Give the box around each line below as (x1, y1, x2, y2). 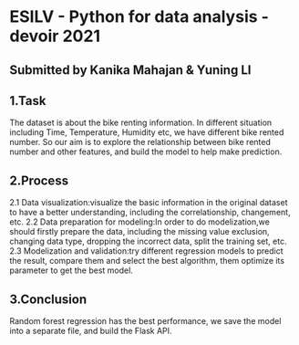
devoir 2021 (9, 26, 101, 47)
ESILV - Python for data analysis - (9, 6, 269, 27)
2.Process (9, 172, 69, 188)
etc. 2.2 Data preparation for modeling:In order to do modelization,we (9, 216, 271, 227)
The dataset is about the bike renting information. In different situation (9, 117, 273, 129)
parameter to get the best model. (9, 265, 134, 276)
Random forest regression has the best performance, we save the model (9, 316, 282, 327)
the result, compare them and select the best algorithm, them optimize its (9, 256, 285, 267)
